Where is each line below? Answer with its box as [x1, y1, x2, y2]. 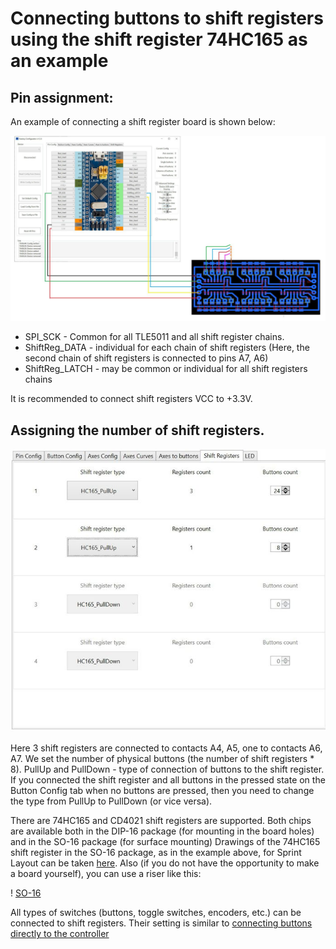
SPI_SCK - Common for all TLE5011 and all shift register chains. [24, 331, 285, 343]
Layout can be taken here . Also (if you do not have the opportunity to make [10, 857, 320, 869]
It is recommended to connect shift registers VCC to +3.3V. [10, 393, 253, 405]
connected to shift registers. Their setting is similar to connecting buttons [10, 917, 313, 929]
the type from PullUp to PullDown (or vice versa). [10, 795, 213, 807]
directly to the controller [10, 928, 110, 940]
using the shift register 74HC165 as [10, 28, 308, 51]
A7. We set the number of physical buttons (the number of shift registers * [10, 753, 315, 765]
